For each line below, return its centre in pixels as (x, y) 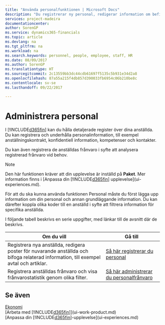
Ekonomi (14, 307)
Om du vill (54, 237)
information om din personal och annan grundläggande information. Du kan (81, 199)
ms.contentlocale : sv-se (30, 83)
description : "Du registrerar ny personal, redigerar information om (78, 14)
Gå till (132, 237)
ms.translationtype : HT (29, 69)
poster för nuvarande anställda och (48, 251)
